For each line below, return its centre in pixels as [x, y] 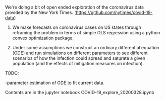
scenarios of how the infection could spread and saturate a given [79, 58]
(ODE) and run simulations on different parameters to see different [80, 53]
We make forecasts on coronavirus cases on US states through [77, 27]
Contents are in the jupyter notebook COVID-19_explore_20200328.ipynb [80, 92]
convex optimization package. [43, 38]
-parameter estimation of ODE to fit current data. [55, 83]
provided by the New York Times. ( [41, 12]
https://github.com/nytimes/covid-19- [114, 12]
